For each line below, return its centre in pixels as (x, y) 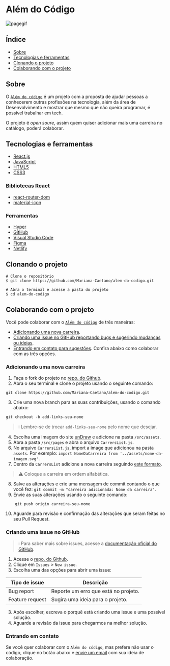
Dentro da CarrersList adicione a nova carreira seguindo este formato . (88, 464)
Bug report (21, 591)
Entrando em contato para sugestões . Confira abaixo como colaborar (86, 348)
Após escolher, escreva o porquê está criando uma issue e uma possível (89, 612)
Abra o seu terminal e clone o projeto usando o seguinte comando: (83, 383)
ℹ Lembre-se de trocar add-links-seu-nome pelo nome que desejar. (88, 427)
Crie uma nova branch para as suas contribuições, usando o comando (87, 402)
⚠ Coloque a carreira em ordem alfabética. (63, 474)
